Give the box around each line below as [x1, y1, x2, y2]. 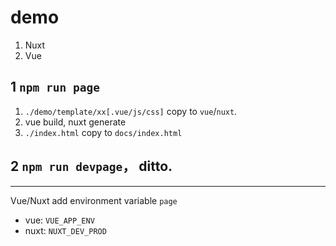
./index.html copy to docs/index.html [24, 126, 183, 138]
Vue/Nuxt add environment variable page [10, 194, 178, 206]
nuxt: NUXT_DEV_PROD [24, 224, 107, 236]
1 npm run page [10, 79, 100, 96]
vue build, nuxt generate [24, 116, 127, 128]
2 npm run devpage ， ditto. [10, 158, 173, 175]
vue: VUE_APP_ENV [24, 214, 95, 226]
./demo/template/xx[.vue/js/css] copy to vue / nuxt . [24, 105, 238, 117]
